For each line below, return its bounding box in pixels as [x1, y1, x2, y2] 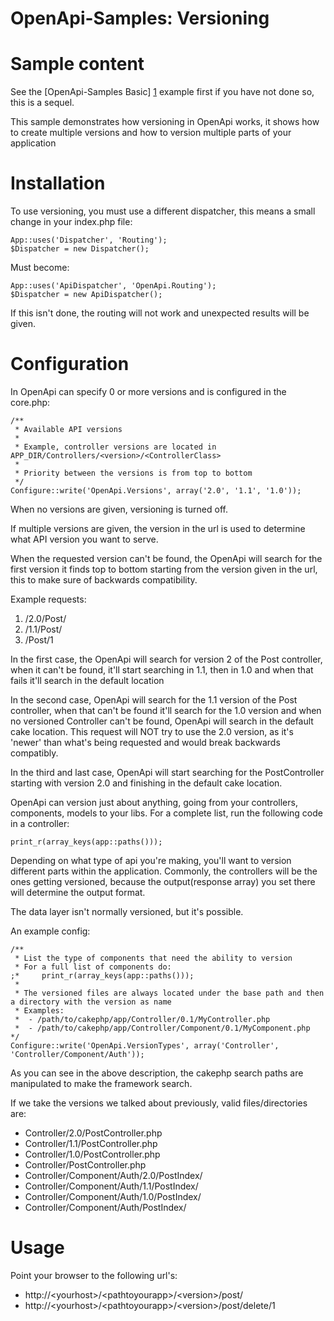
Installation [10, 172, 106, 195]
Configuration [10, 353, 130, 376]
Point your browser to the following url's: [10, 1269, 178, 1281]
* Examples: [14, 1006, 65, 1016]
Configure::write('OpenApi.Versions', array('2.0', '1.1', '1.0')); [10, 486, 302, 496]
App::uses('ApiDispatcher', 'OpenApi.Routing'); [10, 281, 217, 291]
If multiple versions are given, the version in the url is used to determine [10, 523, 306, 534]
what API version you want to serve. [10, 533, 159, 545]
